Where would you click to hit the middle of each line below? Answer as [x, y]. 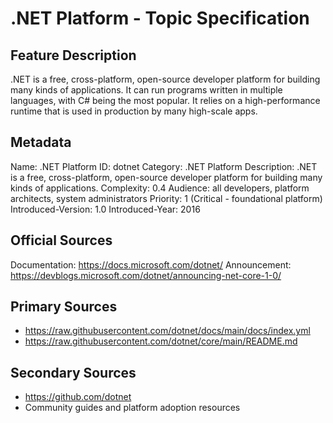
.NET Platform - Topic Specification [160, 18]
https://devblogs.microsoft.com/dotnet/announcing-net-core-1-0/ [146, 275]
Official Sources [61, 240]
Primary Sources [64, 307]
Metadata [41, 142]
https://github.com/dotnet [78, 397]
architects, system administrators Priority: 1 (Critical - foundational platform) [166, 198]
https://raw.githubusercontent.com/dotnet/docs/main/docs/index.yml [167, 331]
